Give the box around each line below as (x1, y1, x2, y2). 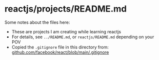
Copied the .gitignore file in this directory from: (11, 44, 109, 50)
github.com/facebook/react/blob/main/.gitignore (11, 49, 109, 55)
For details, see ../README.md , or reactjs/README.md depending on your (11, 34, 154, 40)
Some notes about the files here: (4, 19, 70, 25)
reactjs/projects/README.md (4, 3, 127, 15)
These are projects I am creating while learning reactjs (11, 29, 121, 34)
